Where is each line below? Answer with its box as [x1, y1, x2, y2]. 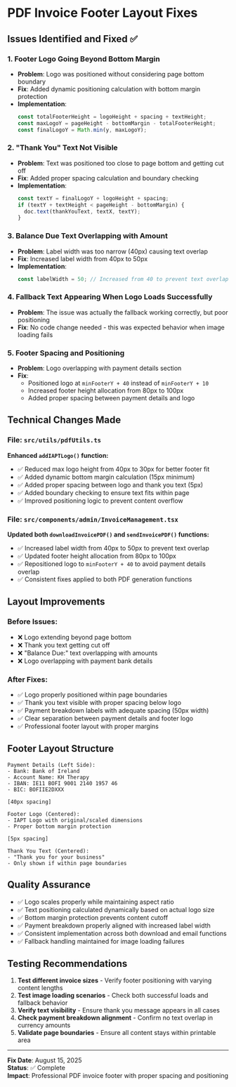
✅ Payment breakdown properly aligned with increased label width [17, 921, 211, 930]
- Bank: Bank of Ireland [7, 768, 80, 775]
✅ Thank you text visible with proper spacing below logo [17, 699, 181, 707]
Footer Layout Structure [7, 743, 114, 755]
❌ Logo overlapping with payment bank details [17, 657, 153, 665]
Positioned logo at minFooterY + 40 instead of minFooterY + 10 [27, 379, 209, 388]
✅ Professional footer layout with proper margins [17, 722, 159, 731]
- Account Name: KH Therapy [7, 774, 90, 781]
